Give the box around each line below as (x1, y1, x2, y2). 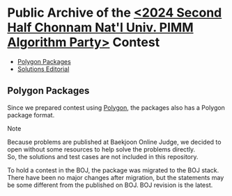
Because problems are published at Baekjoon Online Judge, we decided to (7, 138, 222, 146)
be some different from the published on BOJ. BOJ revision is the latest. (7, 181, 213, 189)
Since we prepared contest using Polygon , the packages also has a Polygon (7, 103, 225, 112)
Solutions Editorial (17, 65, 70, 73)
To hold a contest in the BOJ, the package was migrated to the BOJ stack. (7, 165, 219, 174)
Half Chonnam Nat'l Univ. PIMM (7, 19, 194, 35)
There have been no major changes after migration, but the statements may (7, 173, 224, 181)
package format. (7, 111, 55, 119)
